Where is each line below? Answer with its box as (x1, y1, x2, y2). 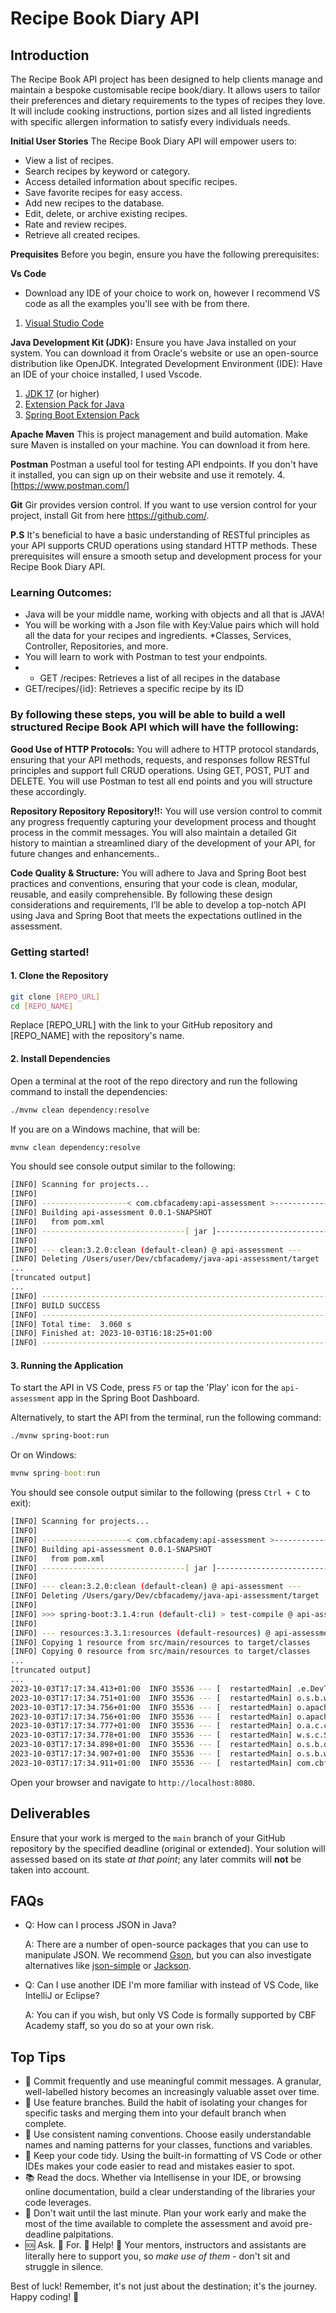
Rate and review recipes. (24, 218, 128, 230)
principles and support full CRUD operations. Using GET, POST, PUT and (10, 764, 310, 776)
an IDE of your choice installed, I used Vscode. (10, 368, 203, 380)
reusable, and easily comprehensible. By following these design (10, 888, 273, 900)
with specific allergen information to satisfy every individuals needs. (10, 116, 291, 127)
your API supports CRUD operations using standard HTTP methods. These (10, 540, 318, 551)
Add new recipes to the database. (24, 197, 165, 209)
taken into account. (10, 1863, 90, 1876)
